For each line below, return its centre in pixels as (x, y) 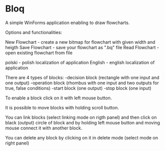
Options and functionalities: (34, 32)
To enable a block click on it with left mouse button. (59, 98)
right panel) (17, 143)
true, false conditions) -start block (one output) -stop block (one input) (78, 88)
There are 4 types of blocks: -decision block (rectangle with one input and (82, 77)
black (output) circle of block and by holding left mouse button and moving (82, 122)
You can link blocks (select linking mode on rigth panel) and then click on (81, 117)
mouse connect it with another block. (44, 128)
